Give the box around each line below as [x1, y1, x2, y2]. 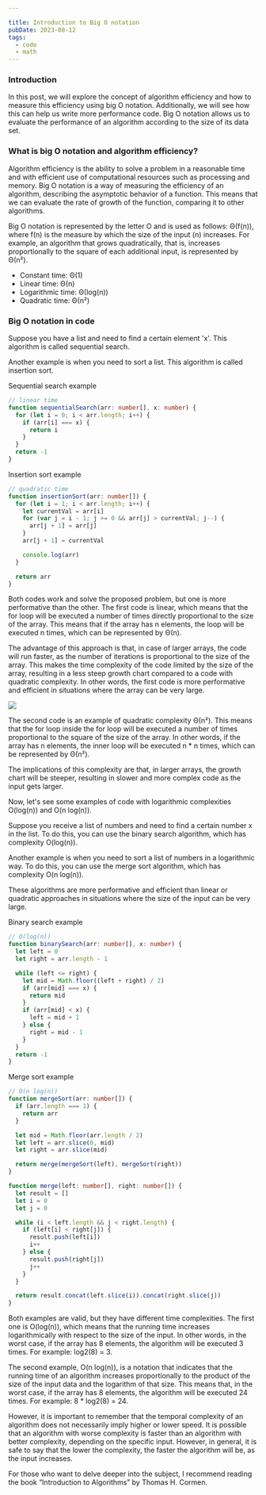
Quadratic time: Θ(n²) [19, 295, 89, 305]
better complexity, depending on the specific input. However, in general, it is [8, 1437, 257, 1447]
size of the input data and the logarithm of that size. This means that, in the [8, 1379, 253, 1389]
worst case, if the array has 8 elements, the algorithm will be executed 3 [8, 1339, 244, 1348]
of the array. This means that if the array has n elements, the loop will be [8, 619, 245, 629]
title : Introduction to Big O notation [8, 18, 140, 26]
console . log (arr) [22, 550, 80, 559]
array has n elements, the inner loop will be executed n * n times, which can [8, 741, 256, 750]
